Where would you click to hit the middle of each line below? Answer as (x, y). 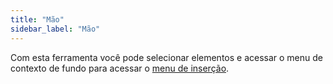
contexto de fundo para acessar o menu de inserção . (120, 68)
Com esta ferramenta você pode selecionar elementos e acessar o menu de (167, 57)
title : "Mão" (37, 19)
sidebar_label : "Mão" (55, 29)
